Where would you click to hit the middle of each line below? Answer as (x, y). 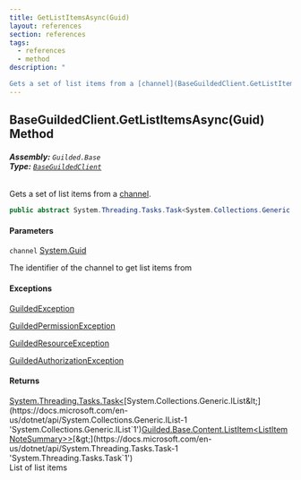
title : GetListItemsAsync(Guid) (69, 17)
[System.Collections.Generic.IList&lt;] (193, 400)
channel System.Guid (48, 251)
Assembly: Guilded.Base (55, 157)
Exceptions (30, 288)
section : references (48, 34)
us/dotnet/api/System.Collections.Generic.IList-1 (99, 420)
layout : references (46, 26)
